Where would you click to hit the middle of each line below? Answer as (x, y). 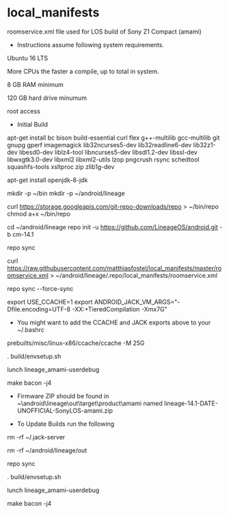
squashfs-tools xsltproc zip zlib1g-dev (61, 166)
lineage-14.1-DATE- (191, 403)
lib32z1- (204, 144)
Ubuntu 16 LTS (28, 58)
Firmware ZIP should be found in (63, 396)
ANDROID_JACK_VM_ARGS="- (137, 302)
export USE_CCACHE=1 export (50, 302)
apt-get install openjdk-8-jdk (48, 180)
